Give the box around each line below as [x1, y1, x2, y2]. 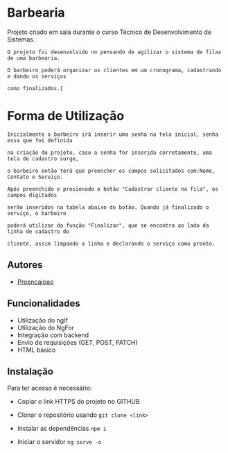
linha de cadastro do [7, 228, 70, 235]
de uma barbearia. [7, 54, 60, 62]
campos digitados [7, 191, 58, 198]
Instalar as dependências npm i [17, 425, 107, 433]
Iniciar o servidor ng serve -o [17, 438, 102, 446]
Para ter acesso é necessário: [7, 384, 92, 393]
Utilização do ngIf [17, 316, 68, 324]
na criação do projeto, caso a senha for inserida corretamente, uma [7, 149, 213, 156]
